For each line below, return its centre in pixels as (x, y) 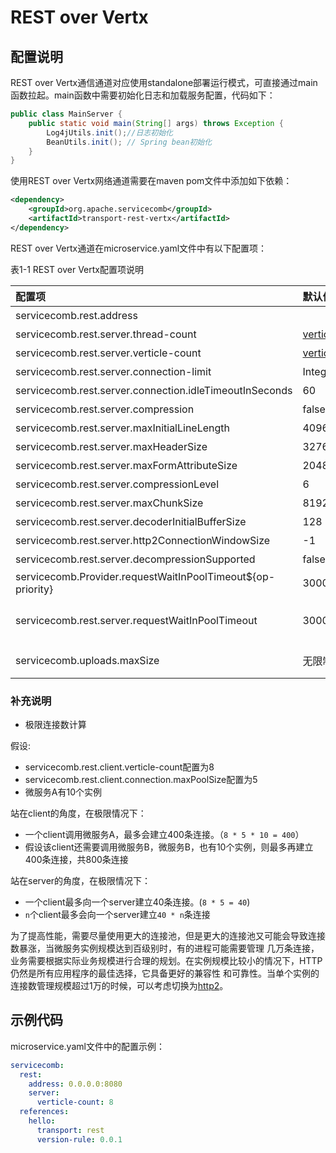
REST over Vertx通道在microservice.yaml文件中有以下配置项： (139, 248)
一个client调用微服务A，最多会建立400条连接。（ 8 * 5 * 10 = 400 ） (164, 835)
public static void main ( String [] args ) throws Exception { (156, 123)
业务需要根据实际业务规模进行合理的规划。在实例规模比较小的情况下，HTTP (166, 961)
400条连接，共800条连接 (76, 860)
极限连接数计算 (55, 725)
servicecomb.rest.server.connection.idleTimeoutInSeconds (154, 390)
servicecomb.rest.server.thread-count (106, 334)
